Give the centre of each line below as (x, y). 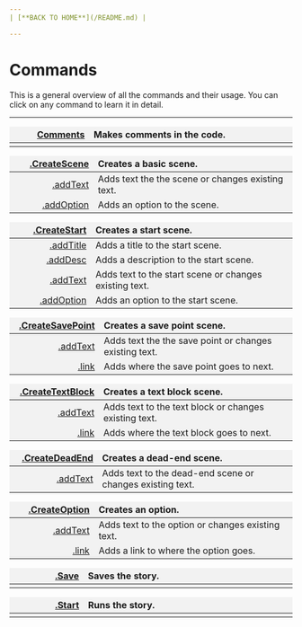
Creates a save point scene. (165, 325)
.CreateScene (60, 163)
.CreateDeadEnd (58, 457)
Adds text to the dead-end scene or (178, 472)
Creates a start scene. (144, 230)
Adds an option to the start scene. (167, 300)
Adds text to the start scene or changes (179, 274)
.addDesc (67, 260)
